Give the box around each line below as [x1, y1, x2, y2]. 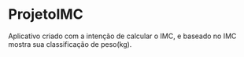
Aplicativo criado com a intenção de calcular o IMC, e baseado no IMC [8, 31, 237, 41]
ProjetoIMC [8, 5, 84, 23]
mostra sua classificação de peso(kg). [8, 39, 132, 48]
